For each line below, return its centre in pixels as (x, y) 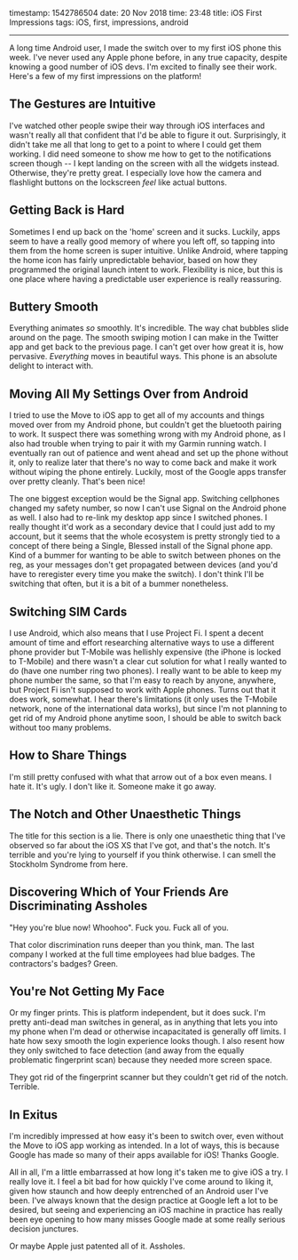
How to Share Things (68, 755)
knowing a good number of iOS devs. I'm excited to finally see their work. (143, 67)
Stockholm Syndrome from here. (69, 864)
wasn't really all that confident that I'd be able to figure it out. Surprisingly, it (148, 135)
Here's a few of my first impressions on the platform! (106, 76)
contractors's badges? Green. (63, 963)
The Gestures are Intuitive (82, 104)
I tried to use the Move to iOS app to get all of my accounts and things (137, 415)
